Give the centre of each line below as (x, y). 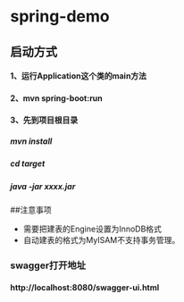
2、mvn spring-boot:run (57, 98)
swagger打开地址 (48, 265)
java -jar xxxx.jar (43, 186)
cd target (28, 164)
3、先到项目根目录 (44, 120)
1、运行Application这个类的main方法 (78, 76)
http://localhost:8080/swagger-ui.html (85, 287)
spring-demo (60, 17)
